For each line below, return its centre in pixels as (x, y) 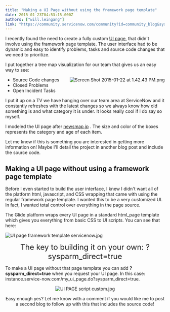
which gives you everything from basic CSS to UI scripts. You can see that (83, 220)
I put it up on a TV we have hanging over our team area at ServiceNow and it (85, 101)
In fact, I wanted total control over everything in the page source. (73, 205)
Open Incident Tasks (34, 91)
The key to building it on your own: (82, 247)
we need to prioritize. (27, 55)
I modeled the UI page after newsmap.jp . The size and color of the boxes (82, 127)
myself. (13, 117)
